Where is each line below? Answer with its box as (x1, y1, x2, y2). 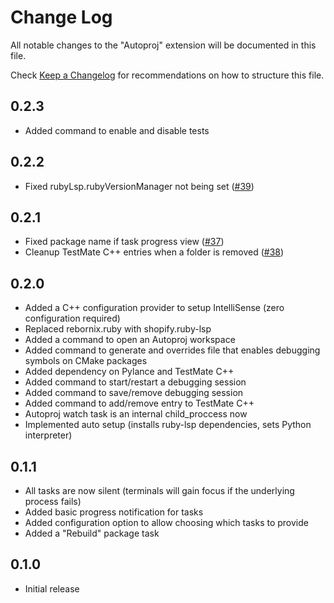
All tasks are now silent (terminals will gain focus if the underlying (24, 485, 295, 496)
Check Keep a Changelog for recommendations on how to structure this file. (10, 69, 325, 81)
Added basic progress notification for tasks (24, 506, 204, 518)
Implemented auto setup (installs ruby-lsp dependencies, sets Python (24, 419, 312, 431)
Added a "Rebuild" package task (24, 527, 160, 539)
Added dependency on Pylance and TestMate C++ (24, 366, 235, 378)
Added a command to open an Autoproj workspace (24, 334, 236, 346)
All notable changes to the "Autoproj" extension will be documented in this (10, 39, 317, 51)
